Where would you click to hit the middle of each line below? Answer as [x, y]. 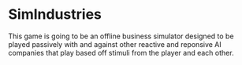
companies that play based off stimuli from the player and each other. [121, 52]
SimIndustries [55, 14]
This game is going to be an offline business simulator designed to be [121, 36]
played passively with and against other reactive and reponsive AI [115, 44]
